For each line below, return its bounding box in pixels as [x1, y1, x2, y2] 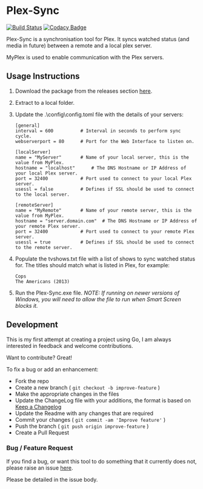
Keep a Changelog [15, 403, 62, 410]
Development [6, 319, 59, 330]
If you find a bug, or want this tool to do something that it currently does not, [6, 457, 197, 465]
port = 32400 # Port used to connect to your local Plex [15, 175, 192, 182]
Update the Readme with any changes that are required [15, 410, 153, 417]
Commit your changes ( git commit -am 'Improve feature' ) [15, 416, 165, 423]
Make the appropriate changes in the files [15, 390, 119, 398]
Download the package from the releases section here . [15, 87, 153, 95]
